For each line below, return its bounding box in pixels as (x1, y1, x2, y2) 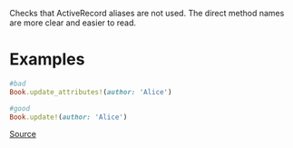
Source (9, 129, 36, 140)
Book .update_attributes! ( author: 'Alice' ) (9, 87, 172, 96)
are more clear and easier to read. (9, 17, 137, 28)
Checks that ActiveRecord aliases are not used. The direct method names (9, 8, 285, 18)
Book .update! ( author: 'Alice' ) (9, 113, 128, 122)
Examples (9, 49, 85, 70)
